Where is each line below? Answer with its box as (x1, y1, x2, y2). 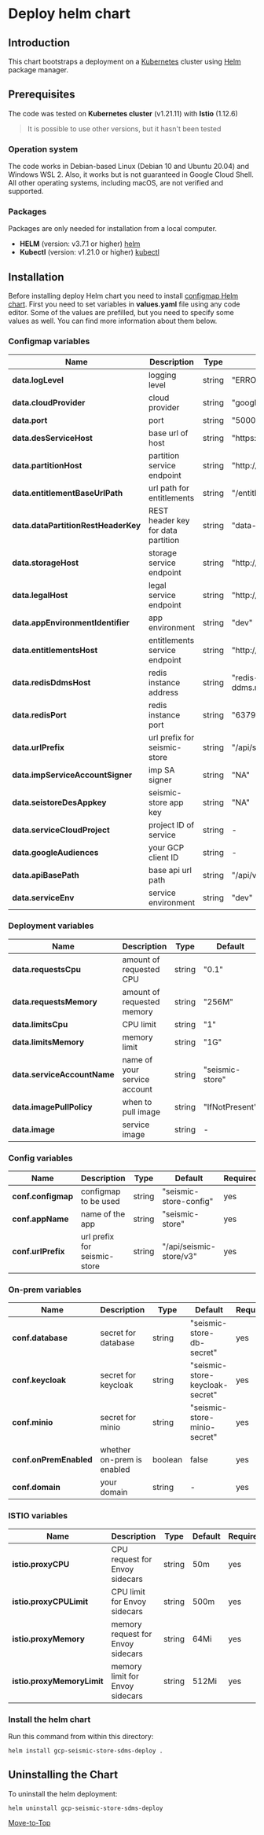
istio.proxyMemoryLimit (12, 1675, 104, 1686)
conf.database (12, 1333, 68, 1344)
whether (100, 1444, 131, 1455)
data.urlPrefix (12, 742, 65, 753)
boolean (152, 1455, 183, 1466)
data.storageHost (12, 557, 79, 568)
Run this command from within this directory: (8, 1732, 154, 1741)
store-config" (162, 1196, 214, 1207)
